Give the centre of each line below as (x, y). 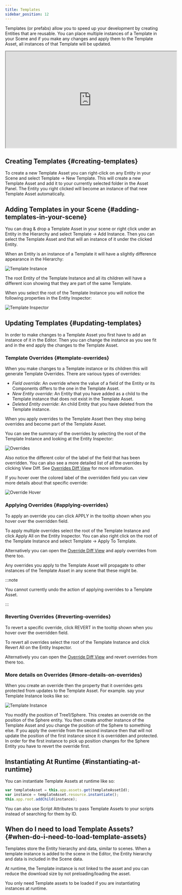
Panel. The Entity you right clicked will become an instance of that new (76, 189)
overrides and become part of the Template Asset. (56, 424)
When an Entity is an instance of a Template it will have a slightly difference (81, 254)
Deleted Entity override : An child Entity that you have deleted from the (82, 404)
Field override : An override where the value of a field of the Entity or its (83, 384)
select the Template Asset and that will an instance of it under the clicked (79, 239)
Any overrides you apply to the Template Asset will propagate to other (75, 565)
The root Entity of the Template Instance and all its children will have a (76, 278)
